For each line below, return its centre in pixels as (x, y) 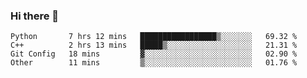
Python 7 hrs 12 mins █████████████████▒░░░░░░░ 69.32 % (154, 37)
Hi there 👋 (35, 16)
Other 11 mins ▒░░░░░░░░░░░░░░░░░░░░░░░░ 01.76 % (154, 63)
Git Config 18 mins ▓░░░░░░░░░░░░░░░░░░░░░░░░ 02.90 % (154, 54)
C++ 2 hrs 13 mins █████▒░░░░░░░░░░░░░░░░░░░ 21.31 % (154, 45)
